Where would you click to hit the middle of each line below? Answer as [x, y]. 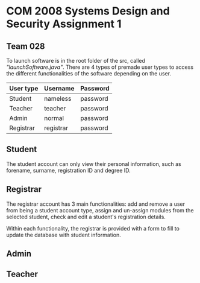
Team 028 [26, 46]
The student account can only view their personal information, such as [94, 164]
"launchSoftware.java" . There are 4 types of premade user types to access [100, 67]
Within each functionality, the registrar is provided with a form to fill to [93, 228]
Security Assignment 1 [64, 24]
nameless [58, 99]
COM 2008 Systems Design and [88, 11]
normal [54, 118]
